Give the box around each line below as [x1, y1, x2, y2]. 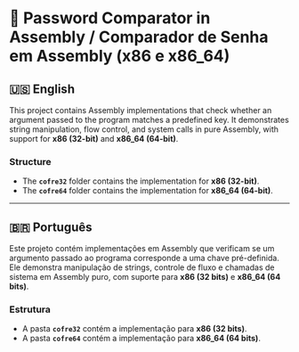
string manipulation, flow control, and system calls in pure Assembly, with [9, 124, 279, 135]
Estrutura [9, 303, 52, 315]
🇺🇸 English [9, 81, 76, 96]
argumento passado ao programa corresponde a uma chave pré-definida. [9, 253, 280, 264]
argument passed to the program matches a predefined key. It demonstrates [9, 115, 289, 125]
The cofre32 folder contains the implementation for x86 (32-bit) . [21, 176, 260, 186]
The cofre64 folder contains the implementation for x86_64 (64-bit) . [21, 185, 273, 196]
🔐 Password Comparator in [9, 8, 211, 29]
